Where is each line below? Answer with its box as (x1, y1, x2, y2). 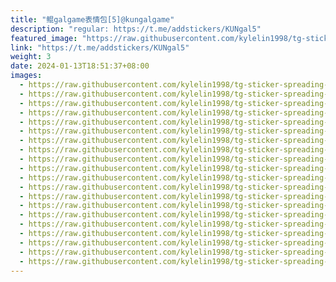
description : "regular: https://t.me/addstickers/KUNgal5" (10, 24, 262, 34)
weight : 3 (10, 52, 52, 62)
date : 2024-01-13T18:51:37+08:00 (10, 61, 150, 71)
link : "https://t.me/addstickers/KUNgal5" (10, 42, 190, 53)
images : (10, 71, 43, 81)
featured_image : (10, 33, 78, 43)
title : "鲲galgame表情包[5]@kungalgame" (10, 14, 175, 25)
